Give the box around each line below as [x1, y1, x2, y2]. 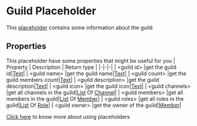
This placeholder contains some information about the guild [6, 24, 153, 31]
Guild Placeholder [6, 4, 97, 18]
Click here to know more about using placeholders [6, 113, 130, 120]
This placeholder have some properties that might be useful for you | [6, 57, 176, 64]
